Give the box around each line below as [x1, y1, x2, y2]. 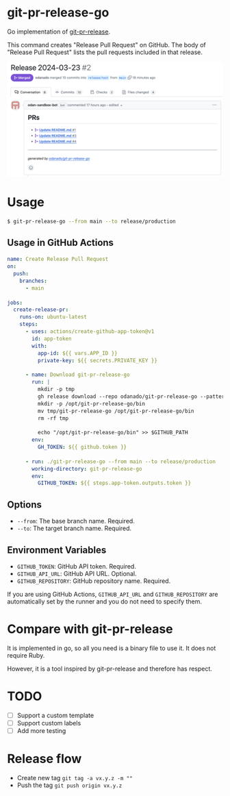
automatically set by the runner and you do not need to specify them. [7, 597, 202, 606]
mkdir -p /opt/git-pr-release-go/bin [37, 400, 146, 407]
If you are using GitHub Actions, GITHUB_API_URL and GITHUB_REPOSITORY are [7, 590, 218, 598]
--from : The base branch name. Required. [16, 517, 135, 525]
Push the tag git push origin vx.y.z [16, 781, 123, 789]
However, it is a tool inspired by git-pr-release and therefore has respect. [7, 664, 212, 673]
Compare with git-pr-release [7, 621, 173, 637]
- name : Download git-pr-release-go [25, 371, 130, 378]
